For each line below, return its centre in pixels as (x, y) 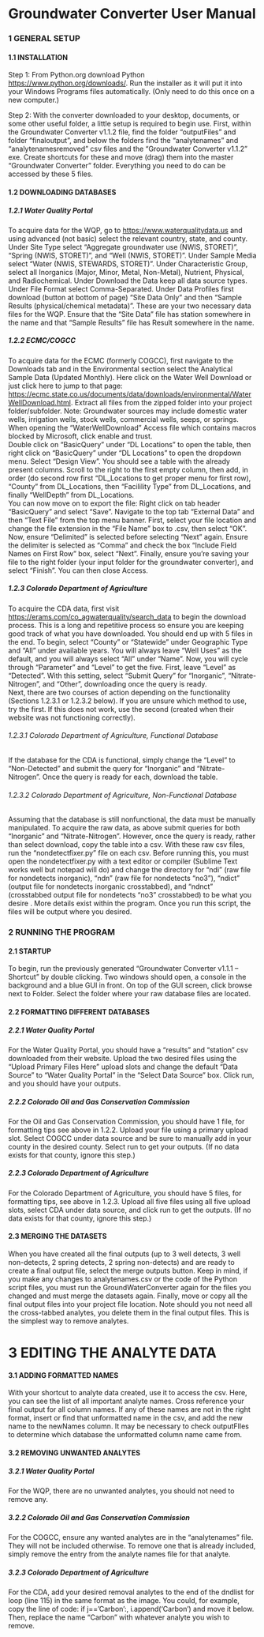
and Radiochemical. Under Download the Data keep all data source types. (128, 280)
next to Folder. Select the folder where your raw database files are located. (130, 994)
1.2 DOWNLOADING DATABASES (62, 192)
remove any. (28, 1499)
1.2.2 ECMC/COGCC (42, 341)
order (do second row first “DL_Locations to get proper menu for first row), (130, 478)
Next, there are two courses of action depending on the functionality (119, 692)
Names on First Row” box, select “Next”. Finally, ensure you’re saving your (129, 553)
